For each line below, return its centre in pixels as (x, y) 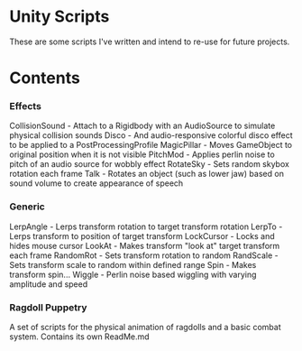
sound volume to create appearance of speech (96, 183)
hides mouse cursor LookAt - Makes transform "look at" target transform (145, 245)
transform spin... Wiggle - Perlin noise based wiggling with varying (133, 274)
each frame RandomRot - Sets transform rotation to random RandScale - (144, 255)
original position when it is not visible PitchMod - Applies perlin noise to (142, 154)
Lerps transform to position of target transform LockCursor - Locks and (142, 236)
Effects (26, 106)
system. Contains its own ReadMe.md (80, 337)
